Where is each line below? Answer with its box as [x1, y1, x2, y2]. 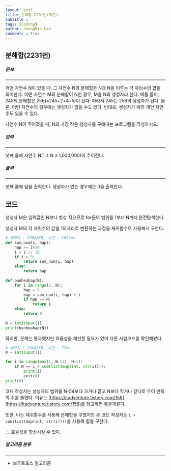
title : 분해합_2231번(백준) [5, 12, 59, 17]
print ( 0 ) [5, 378, 24, 383]
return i [32, 301, 51, 307]
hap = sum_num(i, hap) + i [23, 292, 81, 297]
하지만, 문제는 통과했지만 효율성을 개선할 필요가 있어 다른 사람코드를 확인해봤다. [5, 335, 163, 341]
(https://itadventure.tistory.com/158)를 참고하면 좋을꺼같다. [5, 401, 126, 407]
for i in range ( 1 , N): [14, 283, 63, 288]
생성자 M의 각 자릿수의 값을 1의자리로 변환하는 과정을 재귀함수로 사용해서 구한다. [5, 225, 164, 232]
